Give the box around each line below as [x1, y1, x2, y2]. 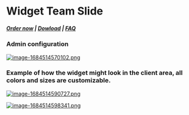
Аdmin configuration [6, 40, 68, 48]
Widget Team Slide [6, 4, 104, 18]
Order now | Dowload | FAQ [6, 24, 76, 31]
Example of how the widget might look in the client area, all [6, 68, 183, 77]
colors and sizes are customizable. [6, 76, 111, 85]
